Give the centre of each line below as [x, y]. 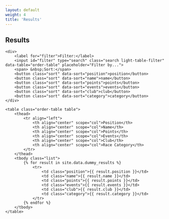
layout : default [22, 10]
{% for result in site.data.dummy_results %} [73, 163]
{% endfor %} [37, 203]
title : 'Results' [24, 19]
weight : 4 [16, 15]
